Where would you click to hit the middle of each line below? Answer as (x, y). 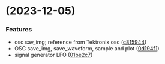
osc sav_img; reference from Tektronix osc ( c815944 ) (80, 42)
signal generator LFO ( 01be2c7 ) (53, 55)
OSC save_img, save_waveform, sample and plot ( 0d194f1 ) (87, 49)
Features (19, 30)
